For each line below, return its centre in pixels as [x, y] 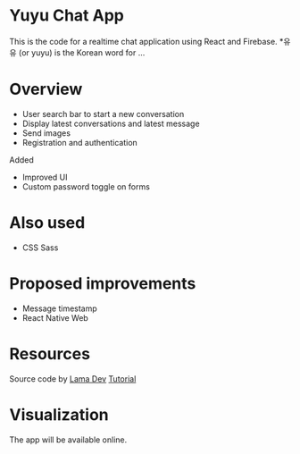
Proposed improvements [103, 283]
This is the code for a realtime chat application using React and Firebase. [144, 41]
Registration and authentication [80, 142]
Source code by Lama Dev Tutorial [73, 378]
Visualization [59, 414]
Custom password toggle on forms [86, 186]
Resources [50, 353]
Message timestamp [60, 308]
